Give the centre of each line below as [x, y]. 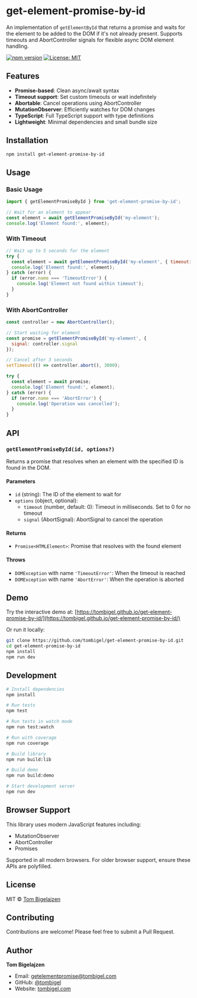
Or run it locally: [26, 630]
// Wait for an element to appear [49, 212]
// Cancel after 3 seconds [39, 360]
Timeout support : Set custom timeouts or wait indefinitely [85, 96]
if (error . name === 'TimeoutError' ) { [59, 278]
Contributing [30, 917]
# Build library [26, 754]
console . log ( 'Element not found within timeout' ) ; [80, 284]
